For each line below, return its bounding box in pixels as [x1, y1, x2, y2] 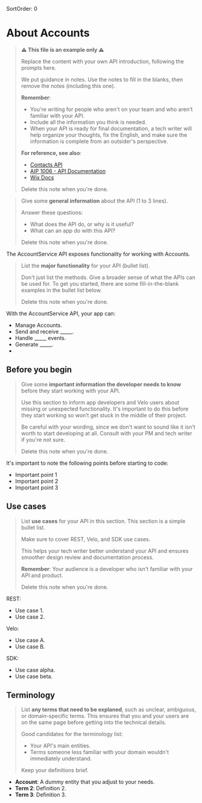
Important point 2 [14, 477, 58, 485]
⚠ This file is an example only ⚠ [21, 46, 104, 53]
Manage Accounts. [14, 321, 62, 329]
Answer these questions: [21, 209, 83, 216]
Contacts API [30, 161, 63, 168]
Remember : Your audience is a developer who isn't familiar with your [21, 565, 193, 572]
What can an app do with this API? [30, 227, 116, 234]
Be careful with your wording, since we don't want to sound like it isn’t [21, 423, 196, 430]
